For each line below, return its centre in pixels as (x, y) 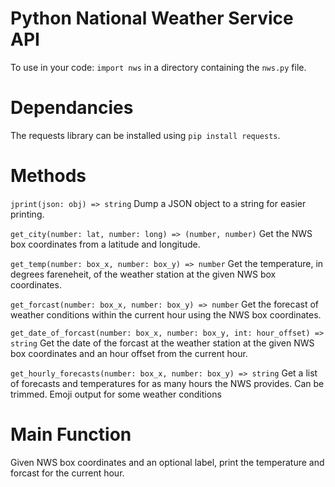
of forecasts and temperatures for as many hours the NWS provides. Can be (167, 383)
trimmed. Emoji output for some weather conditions (116, 394)
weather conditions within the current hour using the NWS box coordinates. (166, 314)
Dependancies (72, 108)
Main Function (71, 434)
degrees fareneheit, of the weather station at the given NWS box (143, 274)
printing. (27, 214)
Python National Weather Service (152, 18)
